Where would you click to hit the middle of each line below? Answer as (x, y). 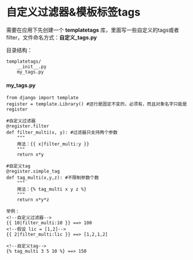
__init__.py (32, 66)
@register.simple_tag (33, 172)
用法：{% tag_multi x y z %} (52, 189)
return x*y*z (33, 200)
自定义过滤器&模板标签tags (73, 12)
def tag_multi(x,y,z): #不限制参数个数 (53, 178)
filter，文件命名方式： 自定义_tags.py (52, 37)
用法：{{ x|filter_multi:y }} (53, 144)
